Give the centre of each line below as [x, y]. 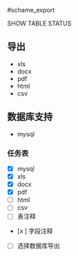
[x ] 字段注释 [35, 231]
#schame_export [31, 10]
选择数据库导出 [38, 246]
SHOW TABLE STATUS [39, 23]
